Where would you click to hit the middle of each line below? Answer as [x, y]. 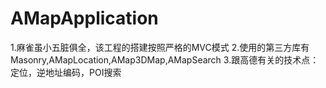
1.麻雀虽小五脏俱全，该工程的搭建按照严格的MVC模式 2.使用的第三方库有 [160, 47]
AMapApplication [84, 18]
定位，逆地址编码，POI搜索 [66, 72]
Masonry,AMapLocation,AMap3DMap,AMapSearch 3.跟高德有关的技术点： [165, 59]
